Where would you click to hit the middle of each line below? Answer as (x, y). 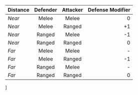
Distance (18, 10)
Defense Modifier (109, 10)
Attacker (72, 10)
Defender (46, 10)
